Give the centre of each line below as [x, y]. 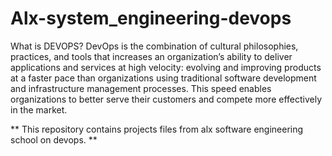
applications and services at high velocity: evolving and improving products [166, 67]
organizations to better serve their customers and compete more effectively [166, 99]
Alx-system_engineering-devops [151, 18]
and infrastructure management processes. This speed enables [141, 88]
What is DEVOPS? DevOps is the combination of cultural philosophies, [154, 46]
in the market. [39, 109]
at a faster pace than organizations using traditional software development [163, 78]
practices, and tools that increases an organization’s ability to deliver [151, 56]
